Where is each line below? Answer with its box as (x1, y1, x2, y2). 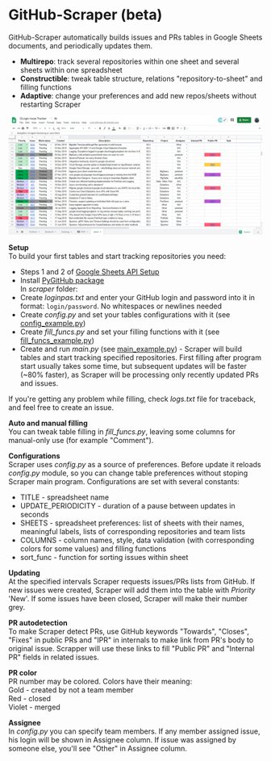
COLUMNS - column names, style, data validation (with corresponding (19, 535, 255, 546)
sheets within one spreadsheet (19, 65, 123, 74)
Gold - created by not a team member (8, 685, 135, 695)
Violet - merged (8, 702, 60, 712)
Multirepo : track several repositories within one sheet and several (19, 56, 240, 66)
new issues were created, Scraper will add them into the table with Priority (8, 585, 256, 595)
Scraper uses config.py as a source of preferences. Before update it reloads (8, 460, 261, 470)
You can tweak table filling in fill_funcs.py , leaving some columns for (8, 427, 236, 437)
